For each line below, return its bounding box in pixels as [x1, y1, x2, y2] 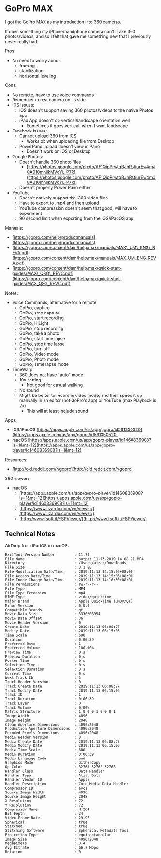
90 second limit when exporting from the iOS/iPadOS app [19, 215, 134, 221]
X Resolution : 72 [5, 798, 83, 803]
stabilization [19, 67, 44, 73]
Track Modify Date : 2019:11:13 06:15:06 [5, 688, 120, 693]
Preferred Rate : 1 [5, 641, 81, 646]
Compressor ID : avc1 [5, 786, 88, 791]
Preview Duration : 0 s [5, 654, 86, 659]
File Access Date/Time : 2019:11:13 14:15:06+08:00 [5, 573, 133, 578]
